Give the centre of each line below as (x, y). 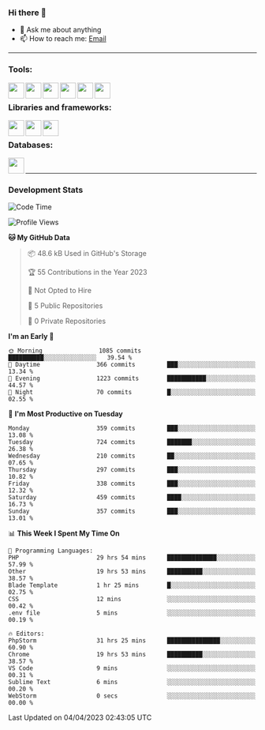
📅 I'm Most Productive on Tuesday (66, 414)
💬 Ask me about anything (60, 30)
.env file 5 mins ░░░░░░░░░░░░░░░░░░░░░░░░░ (132, 613)
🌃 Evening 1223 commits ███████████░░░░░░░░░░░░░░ (132, 378)
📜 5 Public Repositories (65, 306)
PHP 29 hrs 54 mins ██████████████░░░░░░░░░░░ (132, 558)
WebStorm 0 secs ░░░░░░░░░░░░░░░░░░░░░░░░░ (132, 696)
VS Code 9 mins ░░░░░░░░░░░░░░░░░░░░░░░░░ (132, 668)
